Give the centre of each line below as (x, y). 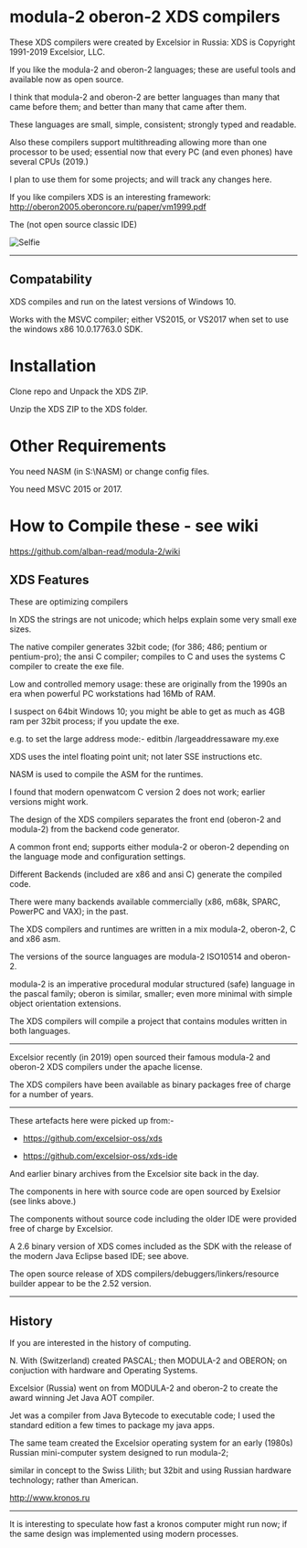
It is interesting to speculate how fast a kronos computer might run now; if (148, 1524)
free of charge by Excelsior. (61, 1229)
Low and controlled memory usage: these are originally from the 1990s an (148, 684)
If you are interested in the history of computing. (101, 1343)
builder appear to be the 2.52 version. (81, 1284)
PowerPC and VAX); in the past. (69, 912)
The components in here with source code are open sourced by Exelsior (145, 1191)
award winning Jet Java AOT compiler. (82, 1398)
